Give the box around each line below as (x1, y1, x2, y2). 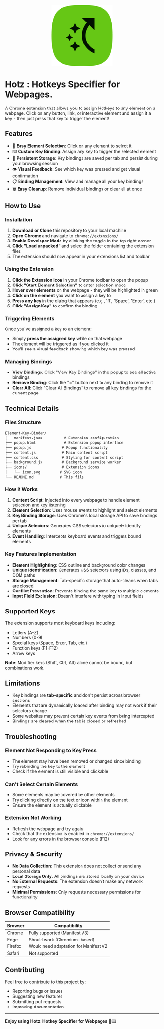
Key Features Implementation (5, 551, 77, 558)
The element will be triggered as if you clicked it (12, 341, 109, 347)
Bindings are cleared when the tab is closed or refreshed (12, 718, 127, 724)
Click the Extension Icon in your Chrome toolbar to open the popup (12, 277, 148, 283)
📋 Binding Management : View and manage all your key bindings (12, 178, 144, 184)
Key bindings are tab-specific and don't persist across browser (12, 692, 141, 698)
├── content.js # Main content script (5, 450, 108, 455)
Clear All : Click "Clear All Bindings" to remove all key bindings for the (12, 385, 152, 391)
